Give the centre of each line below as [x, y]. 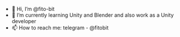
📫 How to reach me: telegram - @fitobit [60, 28]
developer [24, 21]
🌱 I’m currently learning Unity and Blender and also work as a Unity [93, 15]
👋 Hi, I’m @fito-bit [33, 9]
